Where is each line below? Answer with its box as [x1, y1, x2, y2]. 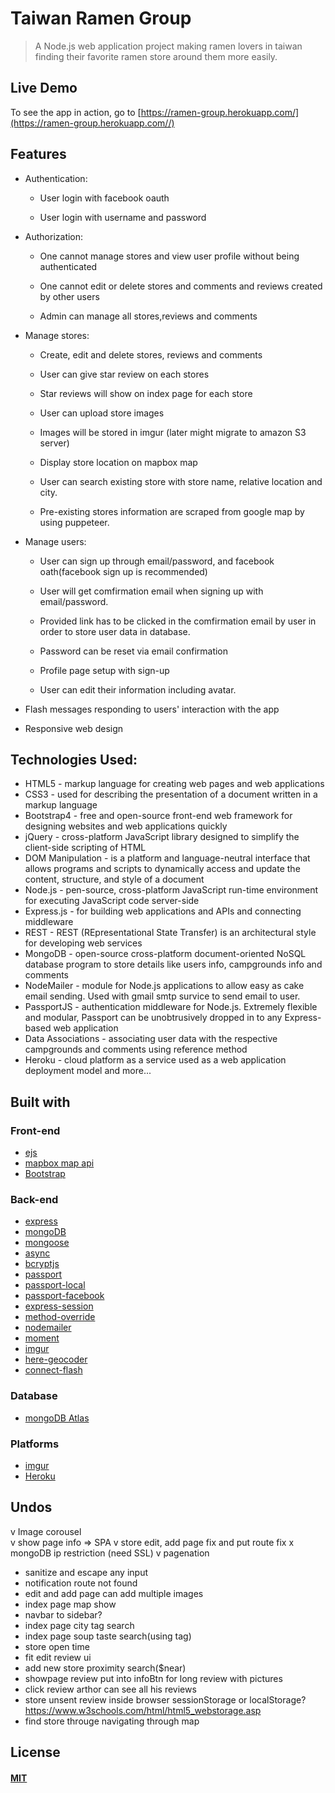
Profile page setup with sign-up [39, 664, 170, 676]
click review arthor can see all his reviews [24, 1683, 197, 1695]
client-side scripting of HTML [24, 842, 147, 854]
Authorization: [24, 230, 84, 242]
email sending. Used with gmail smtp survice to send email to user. [24, 990, 301, 1002]
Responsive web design [24, 722, 124, 734]
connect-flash [24, 1364, 83, 1376]
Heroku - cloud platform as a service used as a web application [24, 1054, 287, 1066]
